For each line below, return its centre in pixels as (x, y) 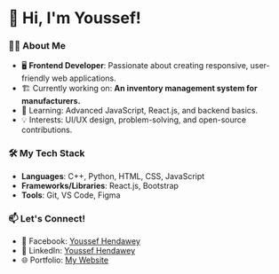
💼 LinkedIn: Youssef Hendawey (78, 251)
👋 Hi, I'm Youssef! (75, 18)
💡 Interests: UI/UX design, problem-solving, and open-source (133, 120)
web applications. (84, 78)
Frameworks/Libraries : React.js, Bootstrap (100, 185)
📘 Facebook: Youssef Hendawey (81, 241)
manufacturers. (51, 101)
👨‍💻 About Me (37, 46)
